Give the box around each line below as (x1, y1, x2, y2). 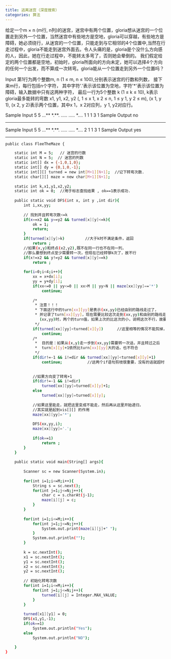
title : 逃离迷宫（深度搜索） (5, 7, 60, 13)
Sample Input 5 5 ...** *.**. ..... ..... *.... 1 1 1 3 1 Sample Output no (5, 112, 138, 118)
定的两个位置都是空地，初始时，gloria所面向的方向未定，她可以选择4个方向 (5, 59, 163, 65)
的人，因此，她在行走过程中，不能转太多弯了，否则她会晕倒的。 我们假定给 (5, 52, 163, 59)
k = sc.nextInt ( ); (23, 550, 63, 555)
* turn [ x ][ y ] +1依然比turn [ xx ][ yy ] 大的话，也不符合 (35, 346, 138, 351)
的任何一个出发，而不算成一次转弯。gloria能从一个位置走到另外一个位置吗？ (5, 65, 164, 72)
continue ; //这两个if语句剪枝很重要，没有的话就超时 (41, 359, 165, 365)
